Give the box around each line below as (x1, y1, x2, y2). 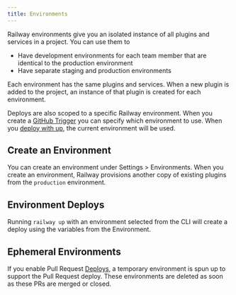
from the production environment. (7, 178, 106, 187)
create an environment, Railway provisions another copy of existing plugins (7, 171, 227, 179)
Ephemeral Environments (7, 245, 122, 257)
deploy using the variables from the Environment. (7, 225, 151, 234)
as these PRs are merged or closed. (7, 279, 112, 288)
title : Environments (7, 10, 69, 18)
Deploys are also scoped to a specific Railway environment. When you (7, 108, 213, 117)
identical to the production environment (17, 58, 133, 67)
